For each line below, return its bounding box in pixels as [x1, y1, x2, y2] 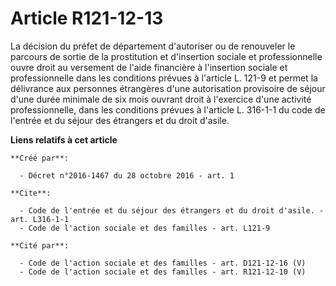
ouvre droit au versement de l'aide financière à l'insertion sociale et [10, 61, 288, 73]
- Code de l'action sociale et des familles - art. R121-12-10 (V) [19, 267, 307, 277]
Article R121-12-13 [10, 7, 164, 30]
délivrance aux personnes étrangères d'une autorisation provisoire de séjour [10, 82, 326, 94]
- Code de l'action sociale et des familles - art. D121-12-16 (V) [19, 258, 307, 268]
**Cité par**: [10, 240, 70, 251]
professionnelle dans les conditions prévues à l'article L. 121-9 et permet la [10, 72, 318, 84]
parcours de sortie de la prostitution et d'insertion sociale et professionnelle [10, 50, 323, 62]
